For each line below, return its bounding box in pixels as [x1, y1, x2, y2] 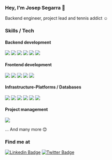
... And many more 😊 [5, 127, 47, 132]
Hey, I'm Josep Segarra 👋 [5, 4, 65, 11]
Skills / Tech [5, 28, 34, 34]
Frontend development [5, 62, 52, 68]
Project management [5, 106, 48, 113]
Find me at [5, 138, 30, 145]
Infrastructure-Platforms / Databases [5, 84, 82, 90]
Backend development [5, 39, 52, 45]
